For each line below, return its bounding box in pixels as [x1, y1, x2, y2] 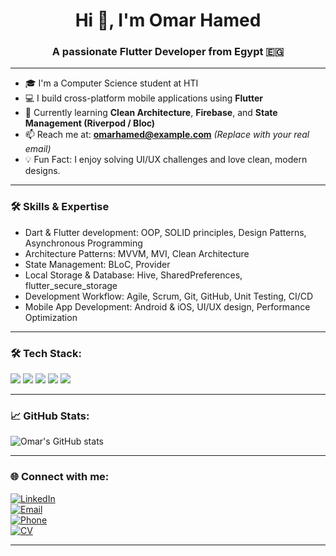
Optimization [24, 311, 78, 323]
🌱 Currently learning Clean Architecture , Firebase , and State [24, 107, 278, 119]
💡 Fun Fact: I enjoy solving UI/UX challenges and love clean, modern [24, 154, 308, 166]
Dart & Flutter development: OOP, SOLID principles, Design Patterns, [24, 226, 307, 238]
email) [24, 143, 52, 155]
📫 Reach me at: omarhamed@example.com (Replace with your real [24, 129, 310, 141]
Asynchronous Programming [24, 237, 143, 249]
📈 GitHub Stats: [10, 409, 90, 423]
